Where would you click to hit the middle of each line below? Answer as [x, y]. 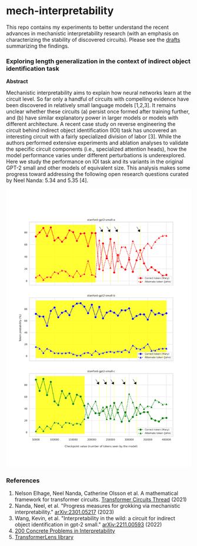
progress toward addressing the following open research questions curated [98, 174]
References [23, 480]
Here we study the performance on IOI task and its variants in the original [95, 162]
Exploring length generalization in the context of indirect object [98, 61]
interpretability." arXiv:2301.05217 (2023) [64, 512]
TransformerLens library [44, 537]
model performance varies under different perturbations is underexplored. [96, 155]
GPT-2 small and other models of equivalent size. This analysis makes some [98, 168]
